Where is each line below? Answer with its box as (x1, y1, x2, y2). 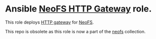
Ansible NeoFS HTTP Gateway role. (5, 3, 152, 14)
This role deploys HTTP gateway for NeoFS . (5, 19, 94, 25)
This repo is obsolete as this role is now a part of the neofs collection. (5, 28, 146, 34)
